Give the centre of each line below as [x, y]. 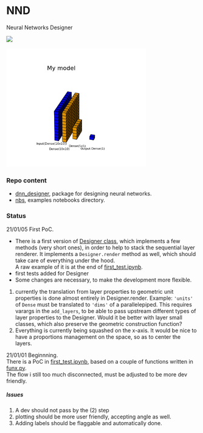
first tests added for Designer [52, 273]
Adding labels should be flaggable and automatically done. [88, 423]
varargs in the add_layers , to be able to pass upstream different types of [105, 311]
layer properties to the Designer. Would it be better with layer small [98, 317]
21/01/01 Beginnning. [32, 355]
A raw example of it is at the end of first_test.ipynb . [79, 267]
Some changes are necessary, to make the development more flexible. [103, 280]
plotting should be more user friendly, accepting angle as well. [93, 417]
